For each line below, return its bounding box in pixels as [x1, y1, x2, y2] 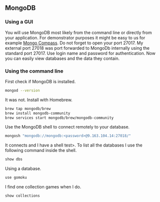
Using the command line [5, 68, 64, 74]
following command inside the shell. [5, 147, 77, 153]
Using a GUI [5, 18, 33, 25]
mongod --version [5, 88, 40, 93]
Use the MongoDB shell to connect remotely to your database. [5, 124, 130, 130]
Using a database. [5, 165, 41, 172]
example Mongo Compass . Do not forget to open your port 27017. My [5, 40, 144, 46]
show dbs [5, 157, 23, 162]
